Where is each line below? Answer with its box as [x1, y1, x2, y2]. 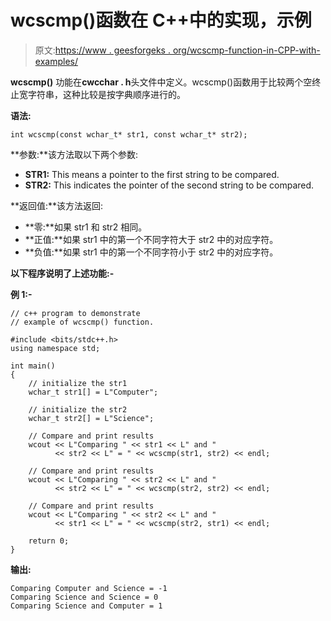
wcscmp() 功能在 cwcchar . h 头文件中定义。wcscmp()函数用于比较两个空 [10, 76, 313, 88]
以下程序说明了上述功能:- [10, 267, 115, 279]
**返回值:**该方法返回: [10, 199, 104, 211]
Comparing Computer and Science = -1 [10, 583, 168, 593]
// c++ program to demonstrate [10, 308, 141, 318]
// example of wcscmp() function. [10, 317, 155, 327]
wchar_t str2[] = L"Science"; [28, 413, 155, 423]
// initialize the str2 [28, 404, 128, 415]
